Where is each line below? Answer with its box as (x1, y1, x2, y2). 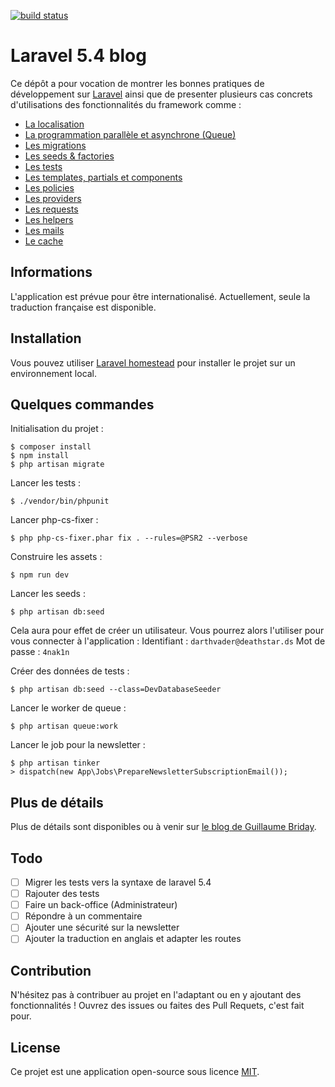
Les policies (24, 181, 75, 194)
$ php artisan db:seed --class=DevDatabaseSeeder (10, 685, 222, 695)
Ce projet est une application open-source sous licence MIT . (10, 1066, 260, 1077)
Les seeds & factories (24, 150, 115, 162)
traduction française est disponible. (10, 301, 157, 313)
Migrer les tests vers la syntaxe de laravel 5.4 (24, 876, 212, 888)
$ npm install (10, 451, 70, 461)
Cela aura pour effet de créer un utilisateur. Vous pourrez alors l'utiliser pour (10, 625, 325, 637)
